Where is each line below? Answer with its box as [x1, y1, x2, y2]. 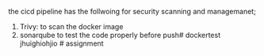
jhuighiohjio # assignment [19, 39, 105, 48]
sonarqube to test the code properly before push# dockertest [19, 31, 220, 39]
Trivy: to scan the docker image [19, 22, 124, 31]
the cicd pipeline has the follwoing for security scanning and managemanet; [8, 7, 256, 16]
